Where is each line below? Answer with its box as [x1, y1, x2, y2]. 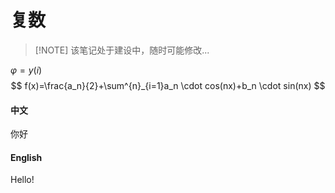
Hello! [10, 174, 35, 186]
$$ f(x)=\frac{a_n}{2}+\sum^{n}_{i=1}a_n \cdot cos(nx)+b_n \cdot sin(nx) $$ [10, 79, 326, 91]
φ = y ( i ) [10, 64, 43, 76]
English [10, 151, 43, 163]
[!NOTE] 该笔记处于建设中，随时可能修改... [34, 44, 210, 56]
